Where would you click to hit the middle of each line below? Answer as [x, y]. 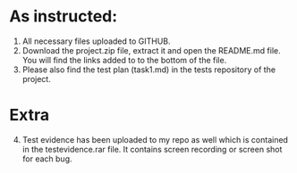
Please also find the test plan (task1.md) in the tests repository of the [148, 70]
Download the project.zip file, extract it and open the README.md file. [151, 50]
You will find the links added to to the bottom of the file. [124, 60]
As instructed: [64, 16]
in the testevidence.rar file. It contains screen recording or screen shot [152, 149]
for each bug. [47, 159]
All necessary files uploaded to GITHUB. [97, 41]
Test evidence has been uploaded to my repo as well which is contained [155, 139]
